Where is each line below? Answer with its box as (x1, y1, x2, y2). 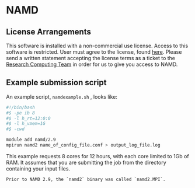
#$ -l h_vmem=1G (6, 121, 46, 127)
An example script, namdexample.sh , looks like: (6, 93, 118, 100)
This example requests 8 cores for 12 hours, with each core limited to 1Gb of (6, 152, 189, 159)
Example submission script (6, 78, 107, 88)
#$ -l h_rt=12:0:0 (6, 115, 51, 121)
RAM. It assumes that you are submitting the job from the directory (6, 159, 166, 166)
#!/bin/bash (6, 105, 35, 110)
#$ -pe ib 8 (6, 110, 35, 116)
